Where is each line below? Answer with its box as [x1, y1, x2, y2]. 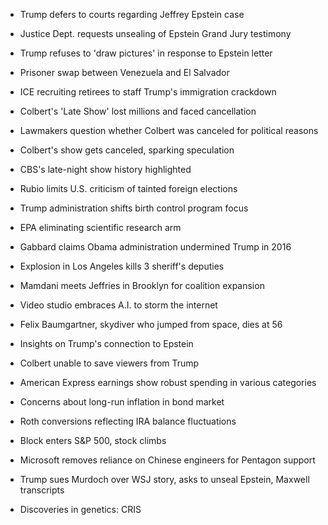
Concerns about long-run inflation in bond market [19, 396, 225, 408]
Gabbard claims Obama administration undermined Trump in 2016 [19, 241, 292, 253]
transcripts [19, 484, 65, 496]
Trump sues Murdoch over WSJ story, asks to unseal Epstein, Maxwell [19, 474, 310, 485]
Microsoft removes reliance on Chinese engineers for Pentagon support [19, 454, 316, 466]
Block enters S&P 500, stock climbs [19, 435, 167, 446]
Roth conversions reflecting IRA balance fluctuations [19, 415, 237, 427]
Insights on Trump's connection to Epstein [19, 338, 194, 349]
